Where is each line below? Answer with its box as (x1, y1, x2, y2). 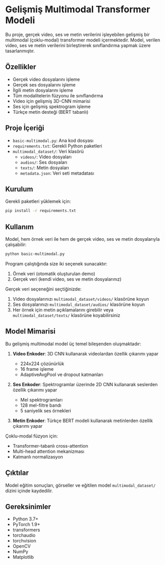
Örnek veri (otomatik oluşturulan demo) (12, 270, 96, 277)
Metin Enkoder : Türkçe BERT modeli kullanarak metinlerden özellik (12, 417, 153, 424)
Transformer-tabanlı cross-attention (12, 443, 88, 449)
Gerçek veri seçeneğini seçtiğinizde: (5, 286, 82, 292)
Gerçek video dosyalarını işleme (12, 76, 80, 82)
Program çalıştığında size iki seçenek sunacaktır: (5, 260, 108, 267)
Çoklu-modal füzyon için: (5, 433, 58, 439)
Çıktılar (5, 469, 29, 477)
